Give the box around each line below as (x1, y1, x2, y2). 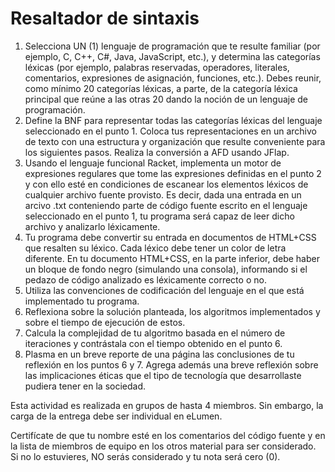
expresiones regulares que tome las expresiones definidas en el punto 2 (24, 167, 322, 179)
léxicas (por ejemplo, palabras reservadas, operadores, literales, (24, 61, 290, 73)
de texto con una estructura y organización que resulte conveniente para (24, 135, 326, 147)
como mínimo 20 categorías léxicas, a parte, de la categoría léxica (24, 82, 298, 94)
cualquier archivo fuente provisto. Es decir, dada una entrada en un (24, 188, 302, 201)
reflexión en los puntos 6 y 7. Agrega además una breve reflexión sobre (24, 358, 319, 371)
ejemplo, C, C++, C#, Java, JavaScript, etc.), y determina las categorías (24, 50, 321, 62)
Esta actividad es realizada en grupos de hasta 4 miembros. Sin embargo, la (10, 399, 324, 411)
